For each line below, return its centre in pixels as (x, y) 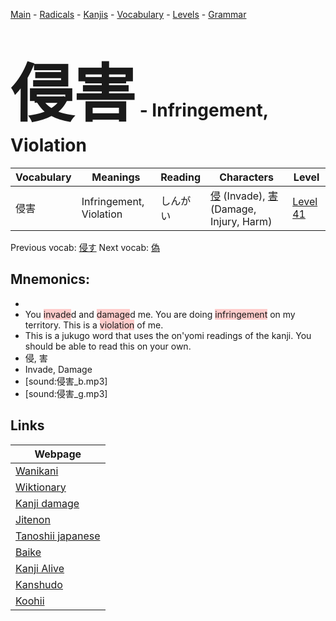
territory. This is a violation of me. (94, 325)
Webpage (58, 454)
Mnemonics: (50, 279)
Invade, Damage (58, 369)
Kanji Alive (40, 568)
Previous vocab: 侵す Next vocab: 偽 (85, 247)
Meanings (116, 177)
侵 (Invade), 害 (244, 196)
